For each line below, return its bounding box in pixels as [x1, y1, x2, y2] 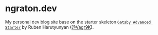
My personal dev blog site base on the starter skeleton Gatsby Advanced [5, 19, 151, 25]
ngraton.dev [5, 3, 57, 14]
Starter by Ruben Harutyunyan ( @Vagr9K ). [5, 24, 94, 30]
